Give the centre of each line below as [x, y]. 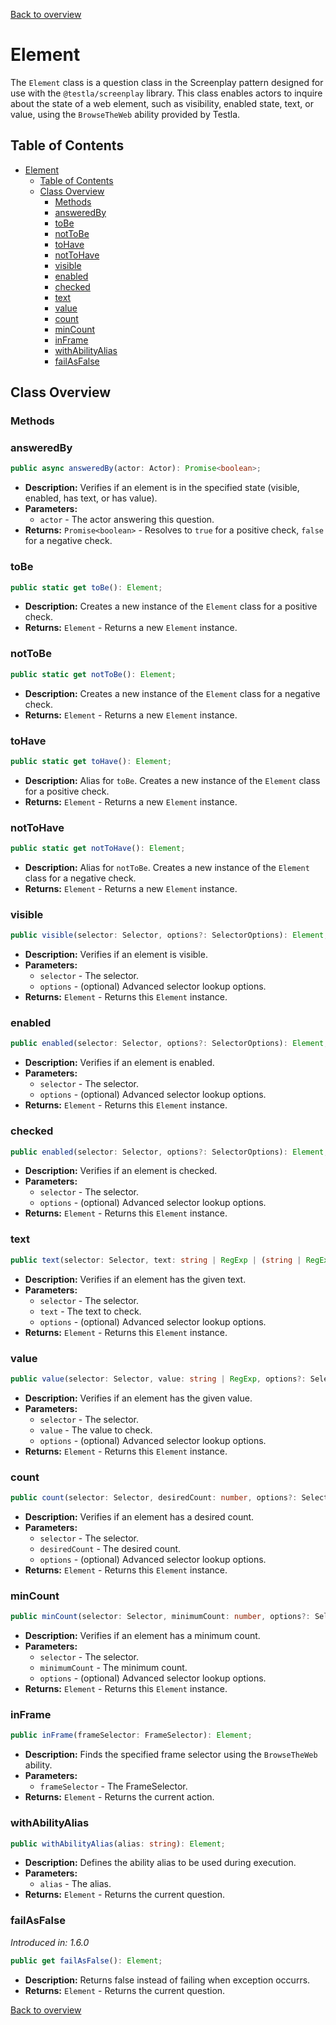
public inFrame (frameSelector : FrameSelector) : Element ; [131, 1735]
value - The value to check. [96, 1430]
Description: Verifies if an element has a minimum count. [142, 1636]
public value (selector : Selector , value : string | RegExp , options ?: [158, 1379]
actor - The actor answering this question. [127, 520]
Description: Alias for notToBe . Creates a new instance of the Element [167, 867]
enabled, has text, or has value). [91, 498]
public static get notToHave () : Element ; [98, 849]
